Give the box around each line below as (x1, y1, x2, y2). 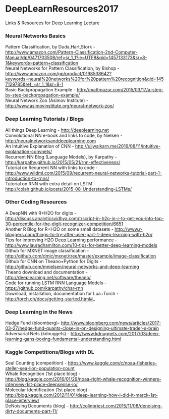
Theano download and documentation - (5, 269, 88, 275)
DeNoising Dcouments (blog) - (5, 403, 69, 409)
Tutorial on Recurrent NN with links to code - (5, 165, 98, 171)
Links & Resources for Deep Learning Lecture (5, 20, 100, 26)
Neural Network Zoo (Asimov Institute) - (5, 97, 89, 103)
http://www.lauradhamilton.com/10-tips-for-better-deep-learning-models (5, 242, 157, 248)
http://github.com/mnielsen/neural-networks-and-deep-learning (5, 264, 140, 270)
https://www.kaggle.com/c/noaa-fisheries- (68, 360, 157, 366)
